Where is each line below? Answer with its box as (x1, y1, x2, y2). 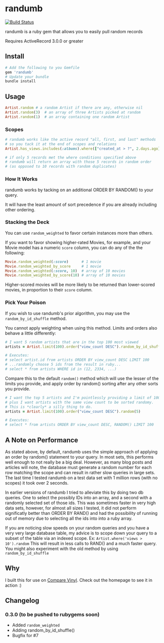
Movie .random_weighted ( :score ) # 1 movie (5, 259, 102, 264)
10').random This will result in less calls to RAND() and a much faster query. (5, 540, 157, 546)
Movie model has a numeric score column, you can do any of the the (5, 244, 143, 250)
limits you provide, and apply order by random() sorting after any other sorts (5, 380, 159, 386)
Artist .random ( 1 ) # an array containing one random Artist (5, 114, 130, 119)
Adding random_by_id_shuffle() (12, 627, 75, 633)
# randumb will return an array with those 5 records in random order (5, 159, 152, 164)
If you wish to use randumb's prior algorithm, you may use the (5, 310, 130, 316)
